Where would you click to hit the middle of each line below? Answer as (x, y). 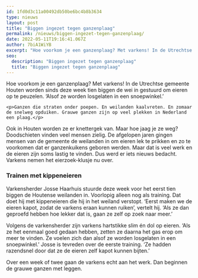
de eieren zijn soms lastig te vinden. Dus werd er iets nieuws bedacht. (92, 154)
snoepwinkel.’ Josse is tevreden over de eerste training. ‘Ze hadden (89, 244)
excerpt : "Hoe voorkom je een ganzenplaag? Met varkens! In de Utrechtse (99, 50)
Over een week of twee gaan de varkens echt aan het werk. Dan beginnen (97, 262)
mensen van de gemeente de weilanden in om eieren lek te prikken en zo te (98, 141)
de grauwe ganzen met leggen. (44, 268)
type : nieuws (22, 17)
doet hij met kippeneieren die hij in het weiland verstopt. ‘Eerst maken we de (99, 201)
